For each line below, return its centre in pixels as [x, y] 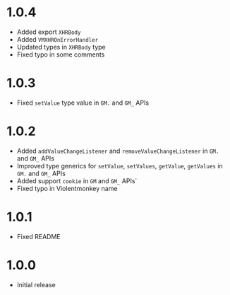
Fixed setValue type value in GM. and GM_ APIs [83, 103]
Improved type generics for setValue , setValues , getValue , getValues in [120, 166]
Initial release [36, 284]
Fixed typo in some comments [61, 54]
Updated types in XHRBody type [61, 47]
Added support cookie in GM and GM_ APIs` [77, 180]
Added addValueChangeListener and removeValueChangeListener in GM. [118, 151]
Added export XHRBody [49, 32]
